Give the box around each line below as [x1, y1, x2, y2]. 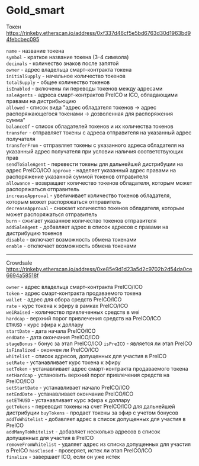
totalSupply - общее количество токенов [6, 78, 110, 86]
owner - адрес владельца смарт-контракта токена [6, 66, 132, 73]
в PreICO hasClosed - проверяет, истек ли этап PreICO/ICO [6, 446, 152, 454]
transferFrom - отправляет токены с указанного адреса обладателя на [6, 142, 185, 149]
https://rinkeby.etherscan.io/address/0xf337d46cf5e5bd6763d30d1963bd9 [6, 29, 191, 36]
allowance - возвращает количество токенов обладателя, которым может [6, 179, 192, 187]
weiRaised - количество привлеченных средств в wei [6, 308, 140, 316]
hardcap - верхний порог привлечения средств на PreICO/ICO [6, 314, 162, 322]
